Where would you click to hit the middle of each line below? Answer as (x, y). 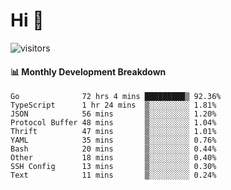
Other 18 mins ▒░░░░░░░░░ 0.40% (113, 158)
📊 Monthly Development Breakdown (88, 71)
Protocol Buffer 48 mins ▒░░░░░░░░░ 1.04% (113, 123)
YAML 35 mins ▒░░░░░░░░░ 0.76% (113, 140)
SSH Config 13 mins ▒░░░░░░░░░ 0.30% (113, 167)
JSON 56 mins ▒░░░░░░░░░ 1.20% (113, 114)
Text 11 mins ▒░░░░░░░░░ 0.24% (113, 175)
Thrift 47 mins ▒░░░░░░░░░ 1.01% (113, 132)
